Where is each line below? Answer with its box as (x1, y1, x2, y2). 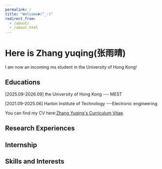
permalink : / (5, 7, 32, 12)
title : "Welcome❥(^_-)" (5, 12, 54, 17)
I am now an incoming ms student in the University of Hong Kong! (5, 64, 137, 70)
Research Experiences (5, 124, 75, 132)
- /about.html (9, 25, 38, 30)
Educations (5, 78, 40, 87)
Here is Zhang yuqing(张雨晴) (5, 48, 126, 59)
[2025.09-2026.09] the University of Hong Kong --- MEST (5, 91, 122, 97)
